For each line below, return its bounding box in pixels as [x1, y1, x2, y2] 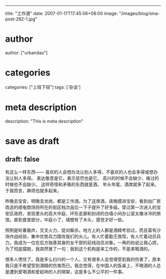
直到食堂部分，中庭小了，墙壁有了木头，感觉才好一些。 [13, 217, 126, 223]
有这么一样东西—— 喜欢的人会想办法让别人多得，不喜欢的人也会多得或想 [5, 169, 154, 175]
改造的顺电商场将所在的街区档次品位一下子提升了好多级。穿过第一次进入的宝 [5, 204, 161, 210]
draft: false [5, 155, 40, 164]
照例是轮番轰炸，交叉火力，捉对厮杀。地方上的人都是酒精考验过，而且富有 [5, 227, 157, 233]
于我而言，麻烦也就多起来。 [5, 187, 62, 193]
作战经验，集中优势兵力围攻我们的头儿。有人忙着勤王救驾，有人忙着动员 [9, 233, 157, 239]
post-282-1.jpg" [5, 16, 38, 22]
